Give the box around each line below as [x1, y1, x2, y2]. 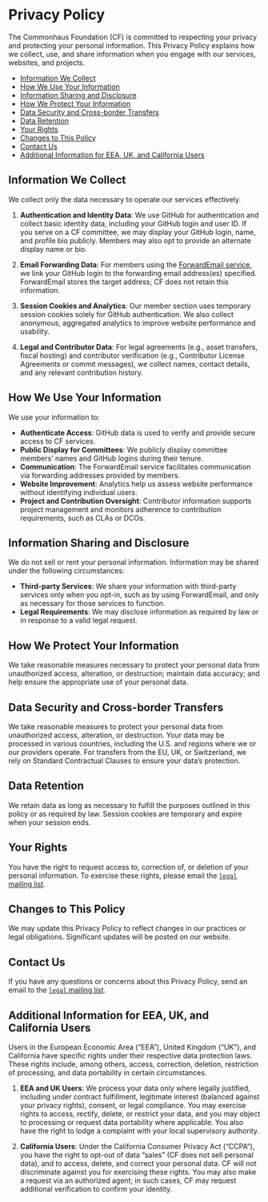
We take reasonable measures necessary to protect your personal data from [8, 660, 260, 670]
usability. [19, 327, 50, 336]
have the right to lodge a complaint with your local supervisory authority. [19, 1126, 260, 1136]
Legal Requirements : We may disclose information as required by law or [19, 607, 259, 617]
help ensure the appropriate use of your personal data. [8, 677, 189, 687]
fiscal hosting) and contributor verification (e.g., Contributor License [19, 351, 246, 360]
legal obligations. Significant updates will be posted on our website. [8, 932, 231, 942]
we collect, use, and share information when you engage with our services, [8, 49, 256, 59]
